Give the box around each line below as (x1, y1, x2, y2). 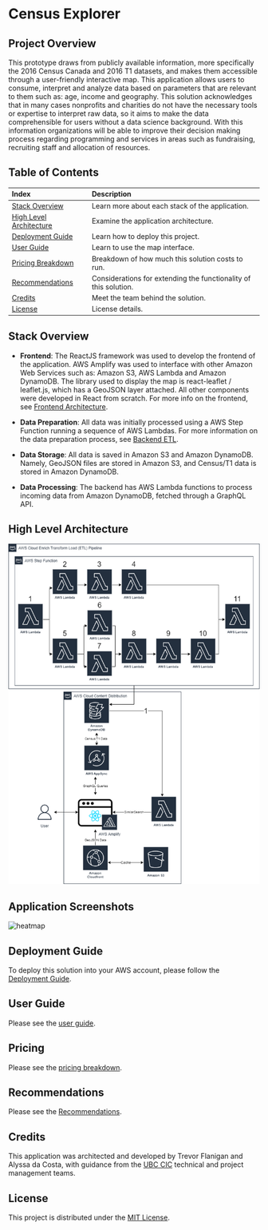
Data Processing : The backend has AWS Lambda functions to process (19, 482, 253, 492)
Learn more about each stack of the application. (91, 201, 249, 210)
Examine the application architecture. (91, 217, 214, 226)
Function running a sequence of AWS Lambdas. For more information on (19, 425, 258, 436)
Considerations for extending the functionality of (91, 273, 251, 283)
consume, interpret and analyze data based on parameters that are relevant (8, 83, 257, 93)
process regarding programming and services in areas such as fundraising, (8, 134, 255, 144)
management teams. (8, 1168, 76, 1178)
